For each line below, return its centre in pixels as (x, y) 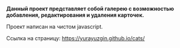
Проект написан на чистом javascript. (55, 27)
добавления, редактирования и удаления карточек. (75, 15)
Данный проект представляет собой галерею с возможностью (90, 9)
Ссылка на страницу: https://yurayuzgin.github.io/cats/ (76, 38)
